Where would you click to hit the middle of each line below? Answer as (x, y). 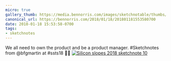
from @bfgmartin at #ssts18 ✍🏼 (38, 53)
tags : (11, 29)
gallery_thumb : (21, 15)
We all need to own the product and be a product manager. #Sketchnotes (82, 48)
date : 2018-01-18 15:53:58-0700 (39, 24)
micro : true (18, 10)
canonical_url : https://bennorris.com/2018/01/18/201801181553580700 (81, 19)
